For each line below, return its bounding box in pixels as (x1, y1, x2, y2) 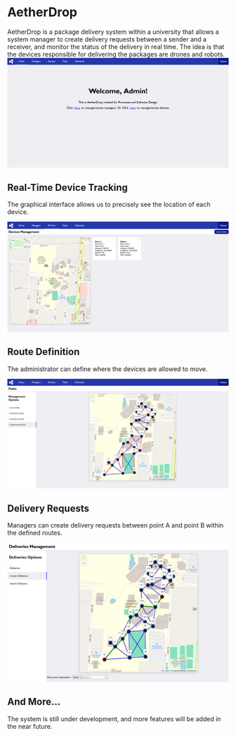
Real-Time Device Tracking (7, 181, 128, 194)
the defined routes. (7, 528, 63, 537)
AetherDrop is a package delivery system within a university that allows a (7, 27, 219, 36)
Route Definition (7, 346, 80, 358)
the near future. (7, 722, 53, 730)
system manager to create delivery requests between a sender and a (7, 35, 207, 43)
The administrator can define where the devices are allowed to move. (7, 364, 209, 373)
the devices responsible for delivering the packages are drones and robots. (7, 50, 225, 58)
